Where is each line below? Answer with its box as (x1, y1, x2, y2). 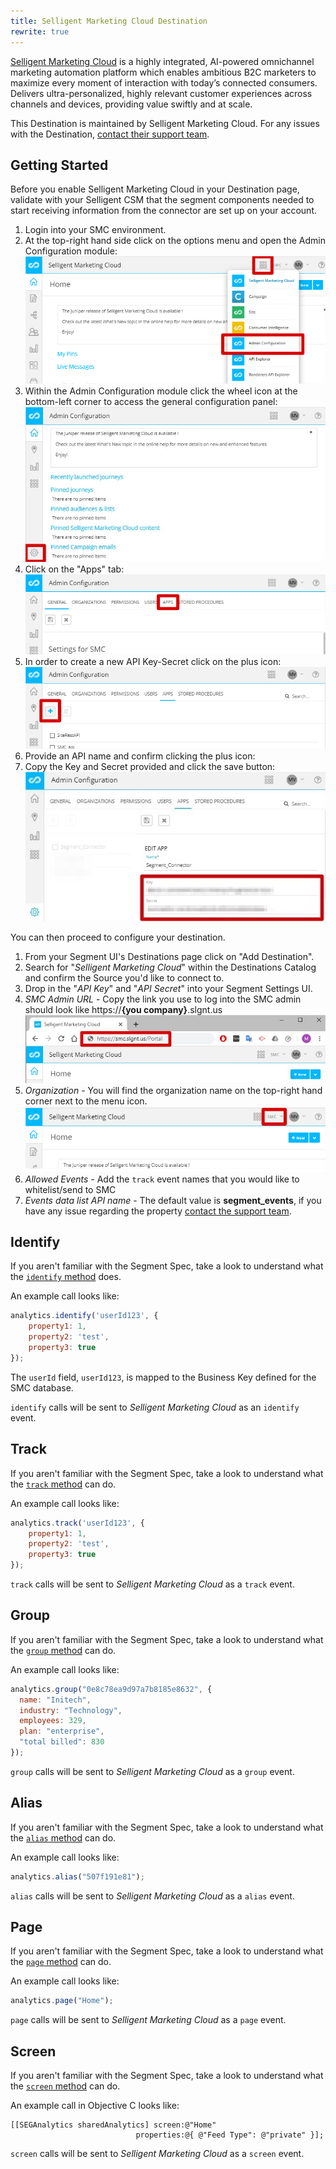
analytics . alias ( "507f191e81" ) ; (10, 1871, 145, 1882)
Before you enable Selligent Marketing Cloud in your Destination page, (10, 183, 300, 195)
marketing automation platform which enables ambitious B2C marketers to (10, 66, 317, 78)
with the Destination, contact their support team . (10, 128, 210, 140)
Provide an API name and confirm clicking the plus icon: (24, 750, 256, 762)
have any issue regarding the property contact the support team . (24, 1205, 292, 1217)
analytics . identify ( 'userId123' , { (10, 1311, 159, 1321)
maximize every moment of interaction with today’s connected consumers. (10, 76, 318, 89)
